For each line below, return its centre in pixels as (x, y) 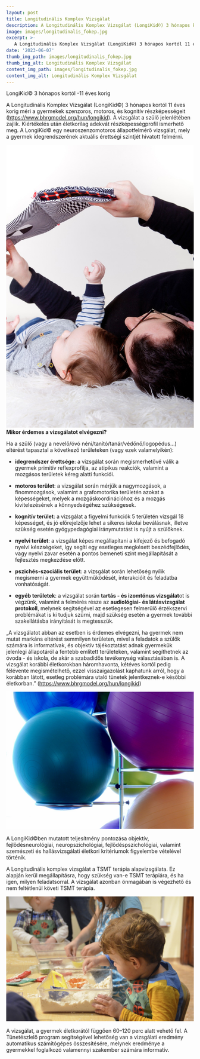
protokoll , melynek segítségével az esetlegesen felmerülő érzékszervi (101, 608)
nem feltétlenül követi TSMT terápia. (51, 888)
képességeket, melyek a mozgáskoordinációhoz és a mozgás (90, 498)
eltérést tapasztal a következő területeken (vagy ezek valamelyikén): (90, 450)
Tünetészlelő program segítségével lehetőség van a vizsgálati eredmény (95, 1037)
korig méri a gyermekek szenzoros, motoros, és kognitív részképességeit (96, 111)
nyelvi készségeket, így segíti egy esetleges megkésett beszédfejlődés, (102, 547)
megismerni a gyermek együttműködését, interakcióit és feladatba (96, 578)
